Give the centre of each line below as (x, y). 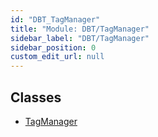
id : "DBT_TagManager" (55, 19)
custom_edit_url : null (57, 57)
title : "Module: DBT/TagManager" (80, 29)
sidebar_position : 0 (53, 47)
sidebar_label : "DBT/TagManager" (80, 38)
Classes (36, 97)
